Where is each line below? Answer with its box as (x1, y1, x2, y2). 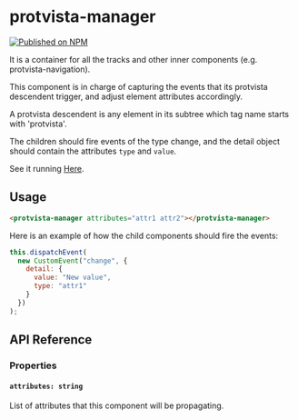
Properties (9, 359, 57, 372)
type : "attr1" (33, 282, 88, 291)
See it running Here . (9, 163, 84, 174)
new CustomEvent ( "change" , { (17, 256, 128, 265)
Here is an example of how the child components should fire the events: (9, 230, 279, 241)
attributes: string (9, 382, 84, 391)
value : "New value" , (33, 273, 112, 283)
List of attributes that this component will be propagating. (9, 400, 224, 411)
